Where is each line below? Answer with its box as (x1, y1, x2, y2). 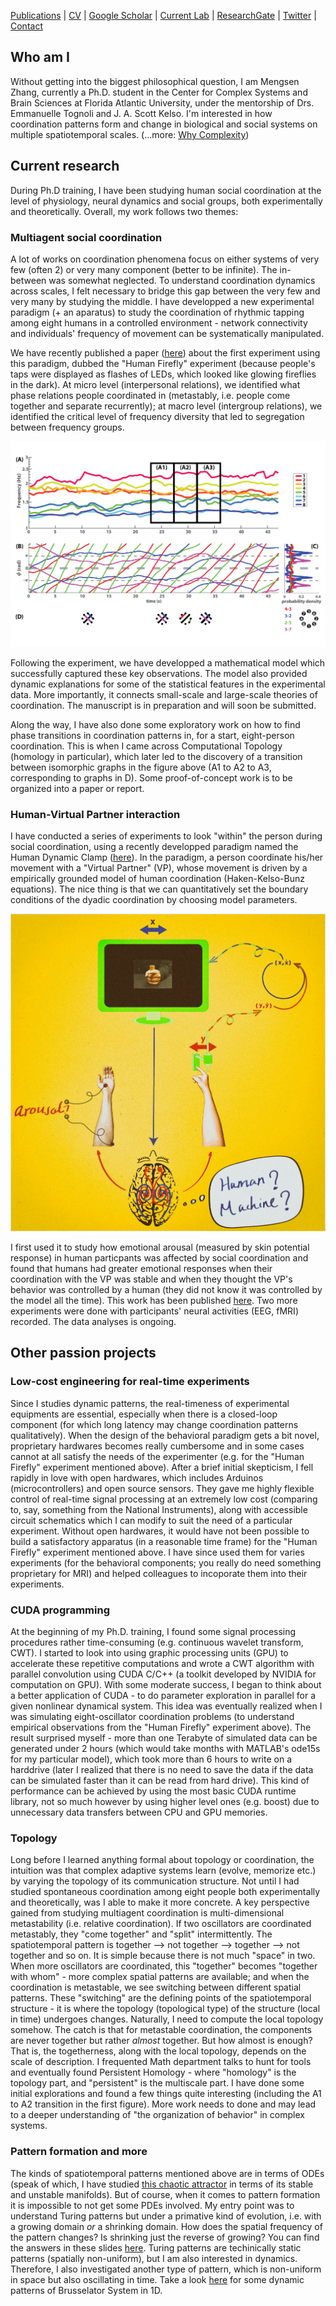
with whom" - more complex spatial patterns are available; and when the (10, 1971, 310, 1983)
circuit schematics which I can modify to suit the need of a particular (10, 1514, 293, 1526)
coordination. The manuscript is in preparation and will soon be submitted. (10, 700, 317, 712)
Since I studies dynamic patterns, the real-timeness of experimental (10, 1397, 290, 1409)
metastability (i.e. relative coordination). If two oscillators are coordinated (10, 1918, 312, 1930)
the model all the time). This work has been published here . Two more (10, 1294, 298, 1306)
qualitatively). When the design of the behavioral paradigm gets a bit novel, (10, 1429, 320, 1441)
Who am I (10, 49, 70, 66)
